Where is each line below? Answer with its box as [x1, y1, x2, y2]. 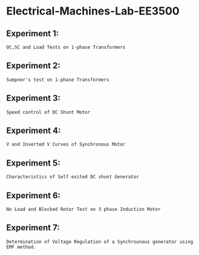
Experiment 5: [6, 158, 60, 168]
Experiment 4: [6, 126, 61, 136]
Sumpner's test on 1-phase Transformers [6, 77, 110, 83]
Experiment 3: [6, 93, 61, 103]
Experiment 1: [6, 28, 59, 39]
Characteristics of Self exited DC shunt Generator [6, 174, 139, 180]
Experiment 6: [6, 190, 61, 201]
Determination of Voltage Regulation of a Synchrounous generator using [6, 239, 194, 245]
